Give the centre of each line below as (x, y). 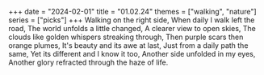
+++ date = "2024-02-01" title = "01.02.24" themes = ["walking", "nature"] (132, 12)
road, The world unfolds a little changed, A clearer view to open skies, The (132, 28)
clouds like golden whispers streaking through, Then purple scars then (126, 37)
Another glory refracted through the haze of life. (88, 62)
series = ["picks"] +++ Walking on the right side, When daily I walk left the (132, 20)
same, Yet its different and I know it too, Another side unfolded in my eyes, (132, 54)
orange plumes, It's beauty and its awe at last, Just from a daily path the (128, 45)
